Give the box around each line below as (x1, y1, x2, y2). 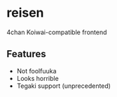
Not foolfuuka (16, 66, 57, 75)
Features (6, 48, 46, 60)
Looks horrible (16, 74, 59, 82)
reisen (6, 5, 44, 21)
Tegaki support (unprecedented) (16, 82, 111, 90)
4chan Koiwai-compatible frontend (6, 28, 107, 36)
